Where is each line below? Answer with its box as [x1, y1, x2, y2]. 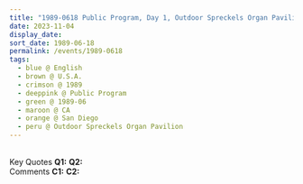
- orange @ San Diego [17, 114, 99, 123]
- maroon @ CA [17, 106, 70, 115]
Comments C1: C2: [9, 166, 80, 177]
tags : [9, 55, 30, 64]
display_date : [9, 30, 63, 39]
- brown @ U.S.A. [17, 72, 83, 81]
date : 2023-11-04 [9, 22, 75, 31]
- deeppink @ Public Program [17, 88, 127, 97]
